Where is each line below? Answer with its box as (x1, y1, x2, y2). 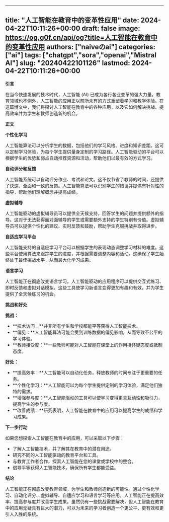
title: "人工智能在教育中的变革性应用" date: (5, 16, 139, 25)
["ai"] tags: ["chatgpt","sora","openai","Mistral (5, 51, 157, 59)
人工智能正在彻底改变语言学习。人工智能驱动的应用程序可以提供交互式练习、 (5, 278, 164, 284)
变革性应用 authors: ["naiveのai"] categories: (12, 43, 156, 51)
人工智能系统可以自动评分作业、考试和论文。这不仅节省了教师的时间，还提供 (5, 176, 164, 182)
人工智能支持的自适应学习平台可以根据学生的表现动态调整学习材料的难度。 (5, 244, 159, 250)
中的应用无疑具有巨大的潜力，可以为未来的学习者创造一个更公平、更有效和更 (5, 504, 164, 511)
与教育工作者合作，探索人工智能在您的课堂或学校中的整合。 (12, 458, 136, 464)
